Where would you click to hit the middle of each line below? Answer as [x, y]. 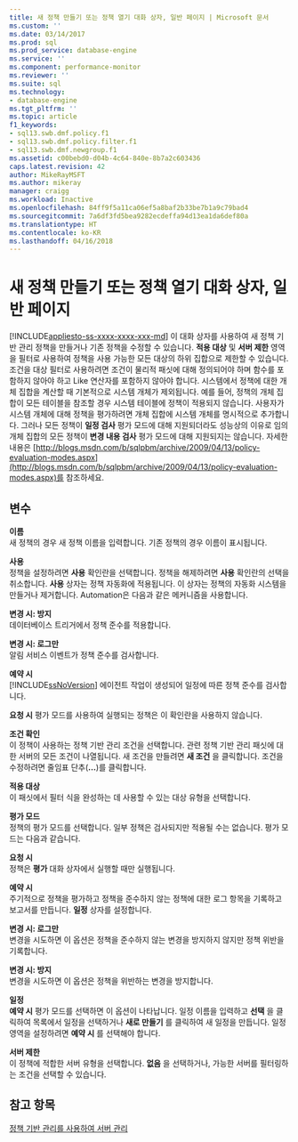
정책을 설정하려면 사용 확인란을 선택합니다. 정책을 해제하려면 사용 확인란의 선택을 [149, 572]
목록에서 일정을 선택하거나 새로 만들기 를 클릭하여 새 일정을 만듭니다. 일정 [159, 1022]
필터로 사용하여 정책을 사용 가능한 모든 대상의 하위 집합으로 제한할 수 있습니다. [153, 359]
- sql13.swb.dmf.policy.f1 [59, 134]
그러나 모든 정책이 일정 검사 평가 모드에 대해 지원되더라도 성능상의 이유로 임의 [155, 425]
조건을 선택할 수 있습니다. [62, 1074]
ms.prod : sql [33, 42]
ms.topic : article [43, 117]
